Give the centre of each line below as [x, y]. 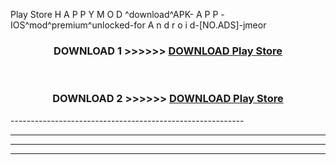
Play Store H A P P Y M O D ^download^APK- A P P [114, 14]
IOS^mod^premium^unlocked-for [78, 25]
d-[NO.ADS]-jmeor [228, 25]
